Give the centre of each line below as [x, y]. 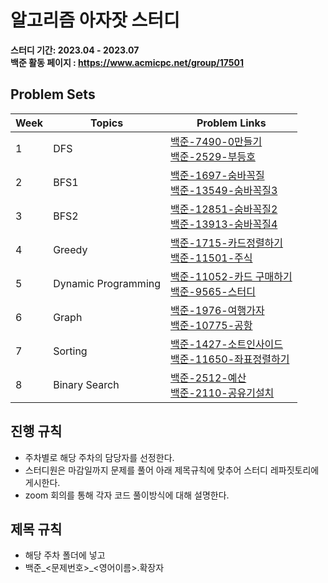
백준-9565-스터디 [213, 291]
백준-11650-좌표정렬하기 [230, 359]
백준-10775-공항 [211, 325]
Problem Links [231, 123]
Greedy [70, 249]
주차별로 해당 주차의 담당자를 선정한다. [99, 457]
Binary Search [86, 384]
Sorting [70, 351]
